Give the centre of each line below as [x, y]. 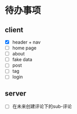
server [16, 93]
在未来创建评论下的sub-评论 [42, 106]
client [14, 30]
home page [24, 48]
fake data [22, 60]
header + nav [26, 42]
